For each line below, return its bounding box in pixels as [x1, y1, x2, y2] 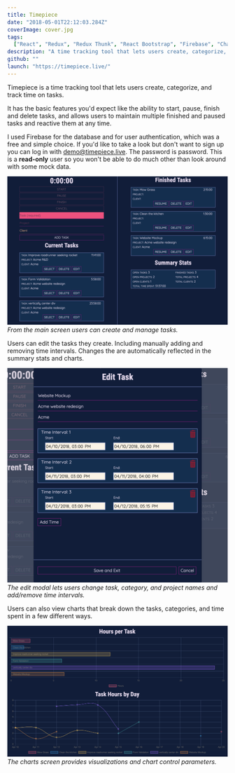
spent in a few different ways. [7, 611, 93, 620]
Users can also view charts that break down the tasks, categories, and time [7, 604, 225, 613]
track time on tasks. [7, 90, 64, 99]
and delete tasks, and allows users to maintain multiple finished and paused [7, 111, 226, 120]
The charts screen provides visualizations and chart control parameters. [7, 758, 217, 766]
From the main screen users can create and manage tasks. [7, 326, 178, 334]
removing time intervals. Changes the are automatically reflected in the [7, 347, 212, 355]
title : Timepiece [7, 11, 58, 18]
